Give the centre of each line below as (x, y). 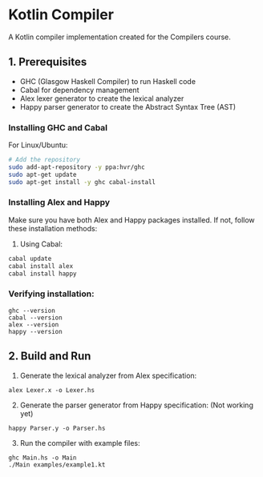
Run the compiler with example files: (80, 443)
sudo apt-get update (43, 174)
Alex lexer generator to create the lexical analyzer (102, 98)
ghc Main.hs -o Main (43, 458)
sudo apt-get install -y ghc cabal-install (82, 182)
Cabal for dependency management (79, 90)
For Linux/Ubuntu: (38, 145)
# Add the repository (45, 160)
